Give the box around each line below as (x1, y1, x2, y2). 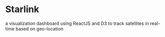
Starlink (5, 4, 39, 15)
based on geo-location (15, 25, 64, 31)
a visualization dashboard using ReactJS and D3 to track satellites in (5, 20, 149, 26)
